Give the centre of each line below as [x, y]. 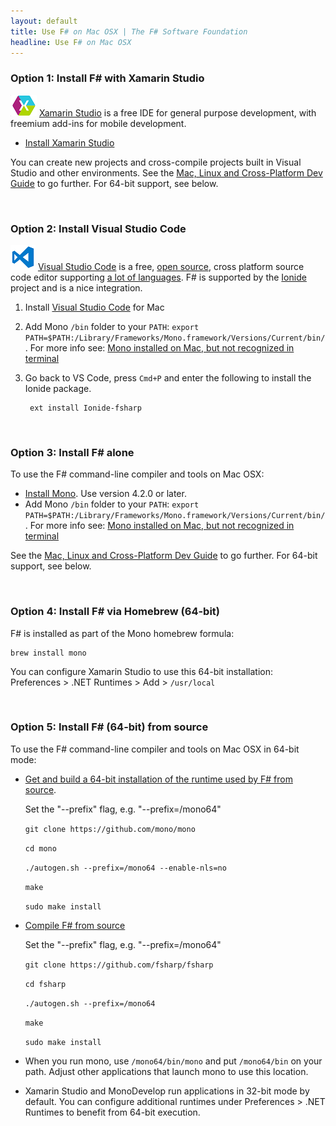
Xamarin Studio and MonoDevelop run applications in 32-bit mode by [167, 1091]
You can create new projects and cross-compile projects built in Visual [156, 162]
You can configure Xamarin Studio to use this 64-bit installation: [142, 671]
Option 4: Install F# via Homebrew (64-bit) [115, 612]
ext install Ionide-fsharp [85, 408]
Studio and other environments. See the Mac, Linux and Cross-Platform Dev [166, 172]
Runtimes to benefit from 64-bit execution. [112, 1112]
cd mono [40, 848]
